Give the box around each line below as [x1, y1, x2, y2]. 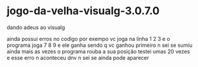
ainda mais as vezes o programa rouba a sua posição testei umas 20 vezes [7, 47, 190, 55]
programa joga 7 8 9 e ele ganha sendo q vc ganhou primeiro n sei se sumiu [7, 42, 193, 49]
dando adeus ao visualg [7, 24, 65, 31]
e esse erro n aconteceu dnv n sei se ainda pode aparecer [7, 54, 149, 61]
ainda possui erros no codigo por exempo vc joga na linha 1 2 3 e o [7, 35, 171, 42]
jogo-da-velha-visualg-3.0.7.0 [7, 4, 159, 18]
